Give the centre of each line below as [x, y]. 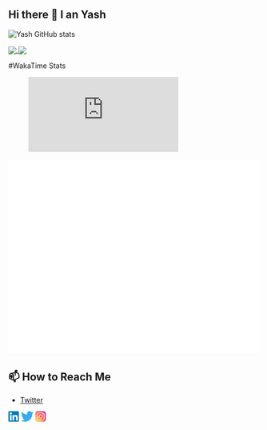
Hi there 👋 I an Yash [57, 15]
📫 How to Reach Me [60, 377]
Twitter [32, 400]
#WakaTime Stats [37, 66]
